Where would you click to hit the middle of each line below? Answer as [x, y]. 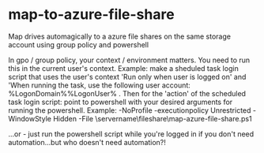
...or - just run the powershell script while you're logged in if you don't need [131, 134]
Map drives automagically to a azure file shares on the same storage [120, 36]
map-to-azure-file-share [92, 15]
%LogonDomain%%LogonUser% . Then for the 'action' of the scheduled [127, 93]
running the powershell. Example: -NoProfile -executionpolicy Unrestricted [130, 110]
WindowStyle [30, 118]
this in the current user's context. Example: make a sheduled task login [123, 68]
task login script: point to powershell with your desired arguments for [121, 102]
